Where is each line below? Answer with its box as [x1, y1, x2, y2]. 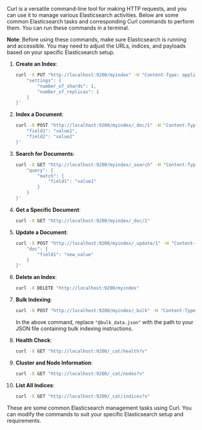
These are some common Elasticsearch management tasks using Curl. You [7, 404, 192, 411]
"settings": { [26, 78, 62, 84]
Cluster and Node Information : [15, 359, 94, 366]
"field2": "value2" [26, 134, 76, 140]
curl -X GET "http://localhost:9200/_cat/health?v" [15, 348, 147, 354]
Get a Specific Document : [15, 206, 81, 213]
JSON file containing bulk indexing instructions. [15, 325, 134, 332]
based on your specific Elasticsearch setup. [7, 49, 115, 56]
